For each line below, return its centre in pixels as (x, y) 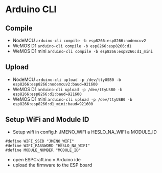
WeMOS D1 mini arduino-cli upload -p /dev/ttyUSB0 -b (73, 99)
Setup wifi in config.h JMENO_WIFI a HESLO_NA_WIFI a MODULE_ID (85, 132)
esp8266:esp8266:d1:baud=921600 (47, 94)
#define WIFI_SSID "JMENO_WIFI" (40, 141)
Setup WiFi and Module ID (47, 120)
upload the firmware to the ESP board (52, 165)
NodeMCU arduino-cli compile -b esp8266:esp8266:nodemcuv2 (79, 40)
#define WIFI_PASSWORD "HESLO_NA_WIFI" (48, 146)
